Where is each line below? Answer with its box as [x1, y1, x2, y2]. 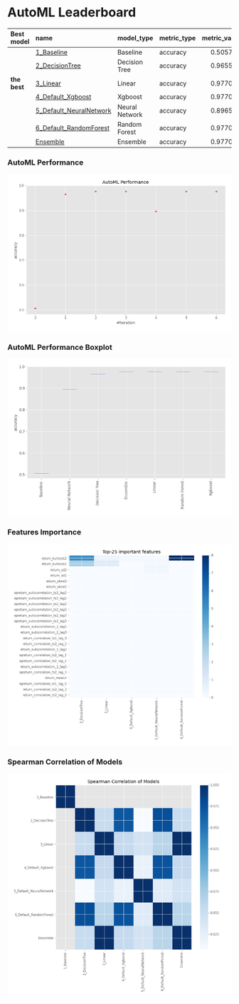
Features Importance [7, 527, 82, 537]
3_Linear [35, 79, 62, 88]
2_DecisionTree [35, 61, 81, 70]
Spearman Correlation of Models [7, 757, 123, 767]
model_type [117, 33, 154, 42]
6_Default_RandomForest [35, 124, 110, 133]
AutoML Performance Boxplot [7, 342, 112, 352]
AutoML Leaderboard [7, 4, 137, 21]
